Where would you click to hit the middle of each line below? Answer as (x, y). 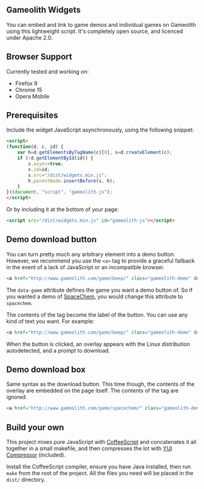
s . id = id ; (39, 169)
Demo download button (52, 240)
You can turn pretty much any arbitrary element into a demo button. (91, 254)
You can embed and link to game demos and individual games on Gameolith (101, 24)
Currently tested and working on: (48, 71)
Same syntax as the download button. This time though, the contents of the (100, 384)
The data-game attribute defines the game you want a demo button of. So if (100, 290)
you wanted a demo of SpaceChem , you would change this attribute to (95, 296)
